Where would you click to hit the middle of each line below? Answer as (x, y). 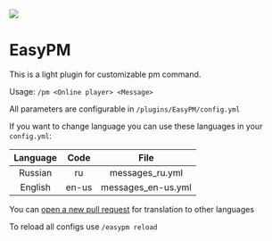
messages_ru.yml (146, 173)
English (35, 187)
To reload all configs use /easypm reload (83, 227)
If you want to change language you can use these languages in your (136, 127)
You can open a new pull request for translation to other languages (132, 210)
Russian (36, 173)
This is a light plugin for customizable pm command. (105, 75)
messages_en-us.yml (146, 187)
